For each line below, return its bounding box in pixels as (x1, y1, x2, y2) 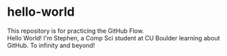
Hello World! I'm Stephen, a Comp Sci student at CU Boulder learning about (7, 33, 221, 42)
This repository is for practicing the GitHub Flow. (7, 27, 144, 35)
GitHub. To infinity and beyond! (7, 41, 95, 49)
